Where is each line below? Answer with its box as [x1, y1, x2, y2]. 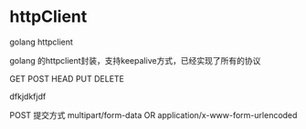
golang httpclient [9, 36, 73, 47]
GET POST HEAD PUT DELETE [9, 73, 125, 84]
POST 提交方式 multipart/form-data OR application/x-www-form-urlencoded [9, 109, 298, 120]
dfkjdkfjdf [9, 91, 47, 102]
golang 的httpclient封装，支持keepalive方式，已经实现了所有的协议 [9, 55, 261, 65]
